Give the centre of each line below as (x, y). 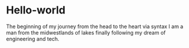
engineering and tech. (33, 39)
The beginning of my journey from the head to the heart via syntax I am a (95, 26)
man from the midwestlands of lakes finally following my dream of (86, 32)
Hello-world (36, 10)
